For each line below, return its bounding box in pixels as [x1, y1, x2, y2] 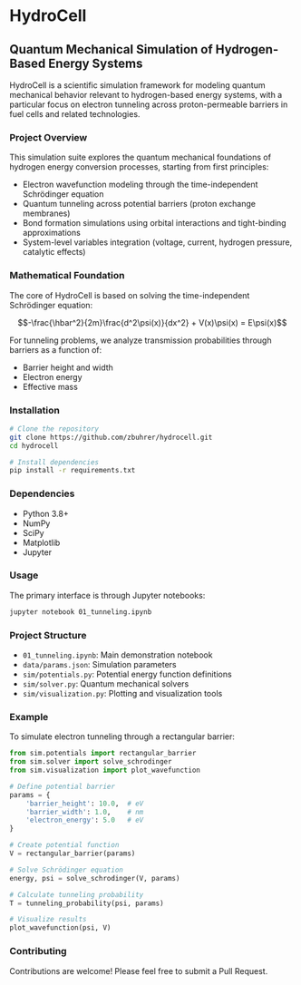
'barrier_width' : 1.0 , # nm [25, 807, 144, 816]
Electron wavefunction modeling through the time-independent [22, 179, 258, 190]
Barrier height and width [22, 362, 113, 373]
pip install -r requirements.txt [9, 466, 136, 475]
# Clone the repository [9, 424, 100, 434]
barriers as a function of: [9, 344, 102, 355]
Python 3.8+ [22, 508, 70, 519]
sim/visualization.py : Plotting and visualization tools [22, 688, 223, 699]
